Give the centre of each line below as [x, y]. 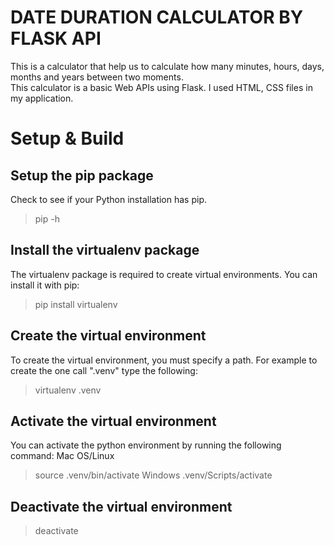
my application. [42, 98]
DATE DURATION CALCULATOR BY [157, 17]
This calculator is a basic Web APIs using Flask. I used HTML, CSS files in [161, 87]
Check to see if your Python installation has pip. [108, 199]
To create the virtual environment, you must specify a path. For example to [164, 360]
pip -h [47, 218]
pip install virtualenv [76, 304]
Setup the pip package [82, 175]
